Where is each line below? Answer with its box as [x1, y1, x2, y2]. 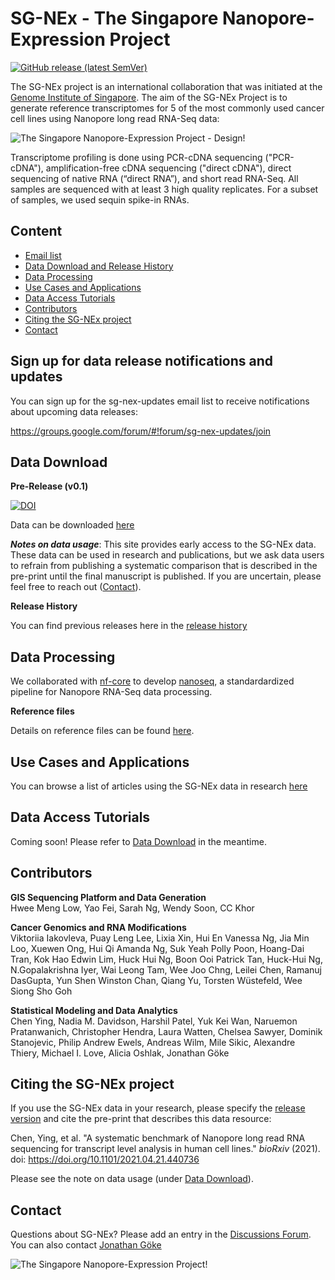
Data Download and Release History [24, 260, 174, 272]
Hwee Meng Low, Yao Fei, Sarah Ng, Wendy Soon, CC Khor [10, 902, 255, 914]
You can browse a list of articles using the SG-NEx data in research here [10, 780, 308, 792]
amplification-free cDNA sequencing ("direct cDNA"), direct [45, 162, 292, 174]
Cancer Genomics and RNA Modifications [10, 921, 187, 933]
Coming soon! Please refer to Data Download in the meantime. [10, 835, 267, 847]
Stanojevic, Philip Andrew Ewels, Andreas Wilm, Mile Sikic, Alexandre [10, 1036, 296, 1048]
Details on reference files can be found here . [10, 725, 195, 737]
